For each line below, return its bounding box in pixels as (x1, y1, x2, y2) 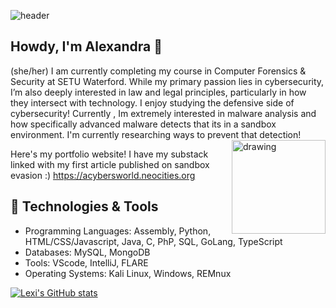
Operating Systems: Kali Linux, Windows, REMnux (24, 267, 232, 279)
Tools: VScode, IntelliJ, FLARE (24, 256, 149, 269)
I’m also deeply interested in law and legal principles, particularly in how (10, 86, 307, 98)
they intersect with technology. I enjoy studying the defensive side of (10, 96, 295, 109)
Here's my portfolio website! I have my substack (10, 148, 209, 160)
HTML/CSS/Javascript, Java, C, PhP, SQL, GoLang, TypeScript (24, 235, 283, 247)
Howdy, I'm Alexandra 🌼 (10, 38, 163, 55)
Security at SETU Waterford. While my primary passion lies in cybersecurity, (10, 75, 325, 87)
